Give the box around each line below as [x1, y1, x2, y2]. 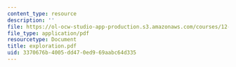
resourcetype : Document [7, 36, 77, 43]
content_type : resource [7, 10, 77, 17]
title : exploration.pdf [7, 43, 77, 50]
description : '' [7, 17, 55, 24]
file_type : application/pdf [7, 29, 90, 37]
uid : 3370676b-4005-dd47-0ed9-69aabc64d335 [7, 50, 137, 57]
